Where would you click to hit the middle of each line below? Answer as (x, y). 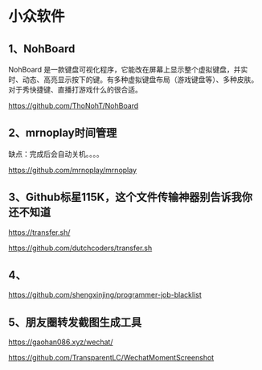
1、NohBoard (42, 49)
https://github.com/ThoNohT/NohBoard (74, 106)
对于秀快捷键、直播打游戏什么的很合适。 (75, 90)
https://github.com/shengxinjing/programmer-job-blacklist (105, 295)
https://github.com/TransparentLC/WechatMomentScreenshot (111, 358)
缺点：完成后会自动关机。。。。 (56, 154)
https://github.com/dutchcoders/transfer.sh (80, 248)
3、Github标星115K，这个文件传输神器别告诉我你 (131, 197)
